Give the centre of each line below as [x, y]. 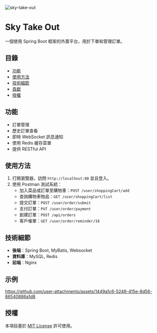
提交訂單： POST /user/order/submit [55, 203]
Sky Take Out [32, 27]
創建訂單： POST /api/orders [48, 215]
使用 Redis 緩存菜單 [32, 143]
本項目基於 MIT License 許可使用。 [40, 326]
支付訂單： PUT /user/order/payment [55, 209]
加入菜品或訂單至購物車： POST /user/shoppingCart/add [74, 190]
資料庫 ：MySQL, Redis [35, 257]
